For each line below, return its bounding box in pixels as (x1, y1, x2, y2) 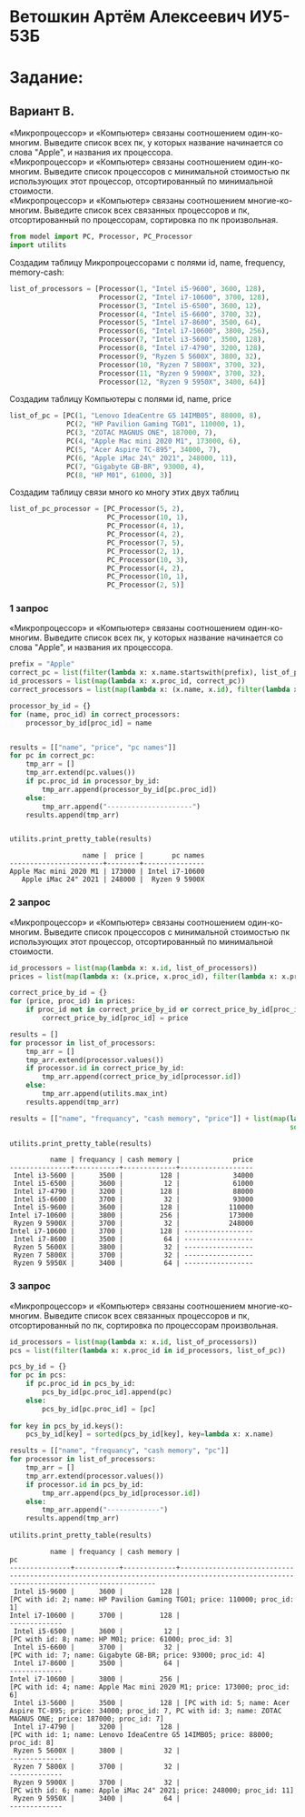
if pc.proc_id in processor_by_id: (25, 777, 161, 786)
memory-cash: (9, 266, 65, 277)
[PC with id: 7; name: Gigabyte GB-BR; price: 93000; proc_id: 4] (9, 1651, 266, 1660)
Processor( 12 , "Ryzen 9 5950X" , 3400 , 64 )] (98, 377, 266, 386)
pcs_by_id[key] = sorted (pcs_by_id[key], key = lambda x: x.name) (25, 1430, 274, 1439)
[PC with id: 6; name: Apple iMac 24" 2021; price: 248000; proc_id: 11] (9, 1785, 295, 1795)
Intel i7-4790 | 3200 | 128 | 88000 (13, 1187, 254, 1197)
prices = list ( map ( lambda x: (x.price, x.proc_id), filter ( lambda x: (9, 971, 279, 981)
